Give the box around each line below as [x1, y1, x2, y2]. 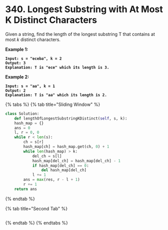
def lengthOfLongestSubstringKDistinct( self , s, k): [14, 116, 128, 121]
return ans [14, 186, 37, 191]
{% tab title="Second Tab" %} [5, 205, 68, 211]
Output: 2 [5, 88, 26, 93]
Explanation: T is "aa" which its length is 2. [5, 92, 107, 97]
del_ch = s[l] [32, 154, 62, 159]
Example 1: [5, 46, 29, 52]
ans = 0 [14, 125, 30, 130]
